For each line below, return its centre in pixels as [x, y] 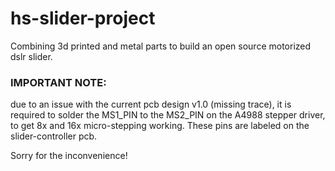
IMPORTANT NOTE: [58, 82]
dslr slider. [31, 56]
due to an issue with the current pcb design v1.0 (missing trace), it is [151, 104]
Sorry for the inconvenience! [69, 156]
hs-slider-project [83, 18]
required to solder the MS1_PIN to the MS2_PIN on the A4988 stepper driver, [168, 115]
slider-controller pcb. [54, 136]
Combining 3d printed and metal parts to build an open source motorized [161, 46]
